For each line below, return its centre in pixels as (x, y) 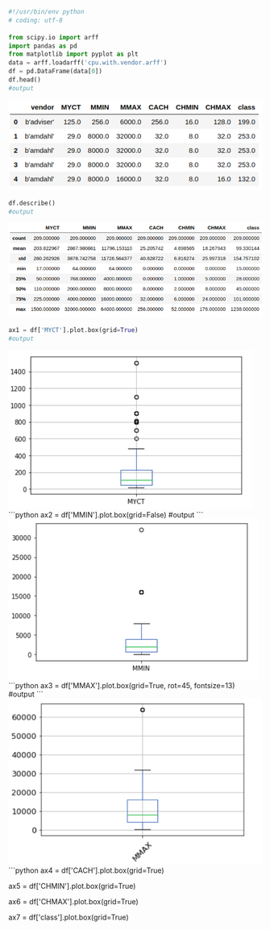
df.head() (25, 80)
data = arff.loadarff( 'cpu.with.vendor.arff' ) (88, 63)
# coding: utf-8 (35, 20)
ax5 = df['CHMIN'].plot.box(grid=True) (72, 886)
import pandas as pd (43, 46)
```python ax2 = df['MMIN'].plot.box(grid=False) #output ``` (106, 515)
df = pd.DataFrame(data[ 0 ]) (56, 72)
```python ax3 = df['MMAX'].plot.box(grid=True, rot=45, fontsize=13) (122, 686)
